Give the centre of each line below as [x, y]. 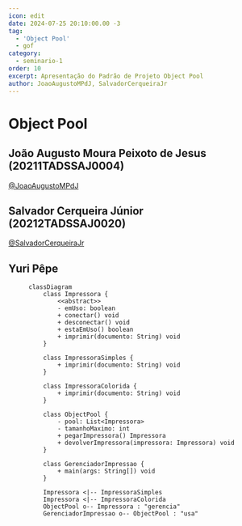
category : [25, 53]
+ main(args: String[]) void [106, 471]
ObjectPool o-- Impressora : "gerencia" [112, 507]
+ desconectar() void [94, 323]
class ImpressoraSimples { [88, 358]
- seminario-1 [39, 62]
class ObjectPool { [76, 415]
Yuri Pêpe [33, 268]
